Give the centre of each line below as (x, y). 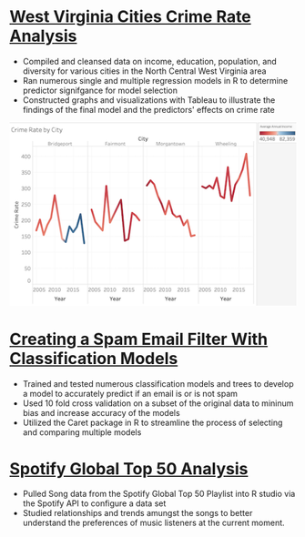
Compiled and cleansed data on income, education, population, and (150, 61)
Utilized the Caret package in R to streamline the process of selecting (152, 422)
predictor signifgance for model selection (100, 90)
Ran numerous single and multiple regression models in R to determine (155, 80)
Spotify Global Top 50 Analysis (129, 468)
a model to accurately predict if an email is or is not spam (130, 393)
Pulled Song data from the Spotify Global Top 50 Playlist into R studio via (159, 494)
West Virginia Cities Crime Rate (131, 17)
